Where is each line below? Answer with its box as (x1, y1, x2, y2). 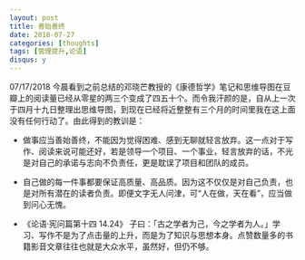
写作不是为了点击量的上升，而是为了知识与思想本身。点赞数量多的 (38, 230, 286, 240)
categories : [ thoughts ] (9, 38, 100, 48)
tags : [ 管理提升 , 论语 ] (9, 47, 87, 56)
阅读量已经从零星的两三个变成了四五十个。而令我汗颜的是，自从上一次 (33, 92, 296, 103)
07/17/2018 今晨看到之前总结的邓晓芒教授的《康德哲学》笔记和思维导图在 (9, 82, 283, 91)
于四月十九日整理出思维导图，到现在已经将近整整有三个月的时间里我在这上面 (9, 104, 296, 114)
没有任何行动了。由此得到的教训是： (9, 115, 145, 126)
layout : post (9, 13, 59, 23)
